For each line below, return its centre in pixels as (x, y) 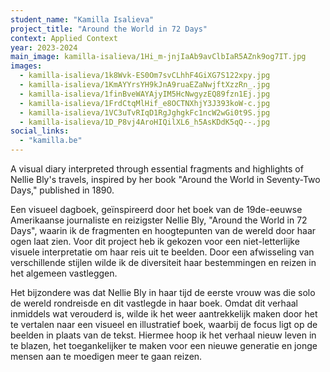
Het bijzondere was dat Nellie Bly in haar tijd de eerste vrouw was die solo (163, 292)
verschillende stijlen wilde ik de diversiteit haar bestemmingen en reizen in (163, 262)
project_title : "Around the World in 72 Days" (109, 29)
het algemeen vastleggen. (64, 273)
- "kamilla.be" (51, 141)
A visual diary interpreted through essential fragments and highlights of (157, 169)
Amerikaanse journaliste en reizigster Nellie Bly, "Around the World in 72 (159, 220)
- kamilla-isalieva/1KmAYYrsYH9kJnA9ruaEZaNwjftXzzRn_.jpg (145, 85)
